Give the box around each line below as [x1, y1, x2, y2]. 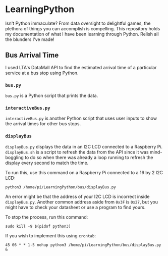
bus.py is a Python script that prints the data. [5, 92, 98, 99]
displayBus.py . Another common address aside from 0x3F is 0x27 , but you [5, 198, 158, 205]
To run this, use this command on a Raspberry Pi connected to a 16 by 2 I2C [5, 169, 163, 175]
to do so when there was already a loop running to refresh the [24, 154, 153, 160]
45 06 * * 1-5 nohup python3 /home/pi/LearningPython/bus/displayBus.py [5, 242, 161, 247]
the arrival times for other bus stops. [5, 121, 81, 127]
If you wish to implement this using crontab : [5, 232, 96, 238]
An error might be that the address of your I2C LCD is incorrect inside [5, 193, 150, 199]
